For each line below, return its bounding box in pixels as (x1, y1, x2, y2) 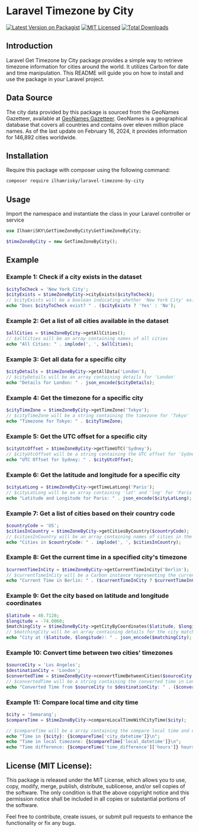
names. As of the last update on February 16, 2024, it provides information (6, 127, 188, 135)
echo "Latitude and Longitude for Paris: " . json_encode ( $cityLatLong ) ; (6, 495, 192, 501)
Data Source (6, 93, 53, 103)
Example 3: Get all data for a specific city (6, 355, 126, 363)
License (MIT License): (6, 760, 92, 771)
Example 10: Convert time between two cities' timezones (6, 648, 173, 657)
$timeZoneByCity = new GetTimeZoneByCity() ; (6, 238, 118, 244)
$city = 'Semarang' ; (6, 711, 57, 718)
